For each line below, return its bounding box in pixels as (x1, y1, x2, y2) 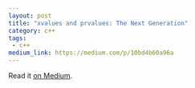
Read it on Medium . (8, 71, 73, 80)
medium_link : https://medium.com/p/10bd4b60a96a (8, 49, 174, 57)
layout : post (8, 11, 52, 20)
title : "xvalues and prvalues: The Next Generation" (8, 19, 189, 27)
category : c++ (8, 26, 56, 34)
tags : (8, 34, 26, 42)
